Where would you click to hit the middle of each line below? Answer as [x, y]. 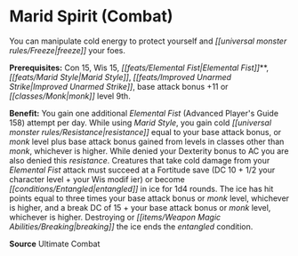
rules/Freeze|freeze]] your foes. [68, 50]
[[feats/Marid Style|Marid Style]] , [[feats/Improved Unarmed [121, 76]
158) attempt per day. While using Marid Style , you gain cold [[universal [141, 123]
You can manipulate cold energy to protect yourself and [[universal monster [148, 41]
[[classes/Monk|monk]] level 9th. [70, 96]
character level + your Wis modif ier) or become [97, 179]
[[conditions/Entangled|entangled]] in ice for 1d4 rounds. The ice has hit [141, 188]
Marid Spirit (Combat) [91, 16]
